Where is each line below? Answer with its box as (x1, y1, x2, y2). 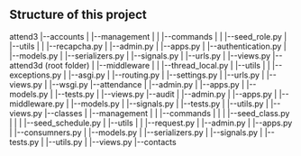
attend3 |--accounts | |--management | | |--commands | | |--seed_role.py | (9, 31, 287, 41)
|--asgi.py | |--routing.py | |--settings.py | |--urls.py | (68, 69, 265, 80)
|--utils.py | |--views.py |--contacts (45, 136, 178, 147)
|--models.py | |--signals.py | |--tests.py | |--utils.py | (70, 98, 269, 109)
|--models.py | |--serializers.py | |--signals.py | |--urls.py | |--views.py (9, 50, 271, 61)
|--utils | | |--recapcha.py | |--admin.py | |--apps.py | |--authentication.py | (9, 41, 287, 51)
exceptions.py (9, 69, 62, 80)
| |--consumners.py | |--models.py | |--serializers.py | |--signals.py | (9, 126, 263, 138)
